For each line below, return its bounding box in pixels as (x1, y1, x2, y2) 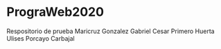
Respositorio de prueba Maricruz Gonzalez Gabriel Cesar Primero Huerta (6, 27, 215, 35)
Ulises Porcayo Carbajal (6, 34, 75, 42)
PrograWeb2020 (6, 4, 105, 20)
